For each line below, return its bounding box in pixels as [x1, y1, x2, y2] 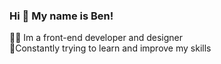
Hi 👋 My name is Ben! [9, 9, 114, 23]
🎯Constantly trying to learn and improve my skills [9, 42, 212, 54]
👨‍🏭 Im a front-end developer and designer [9, 32, 184, 44]
